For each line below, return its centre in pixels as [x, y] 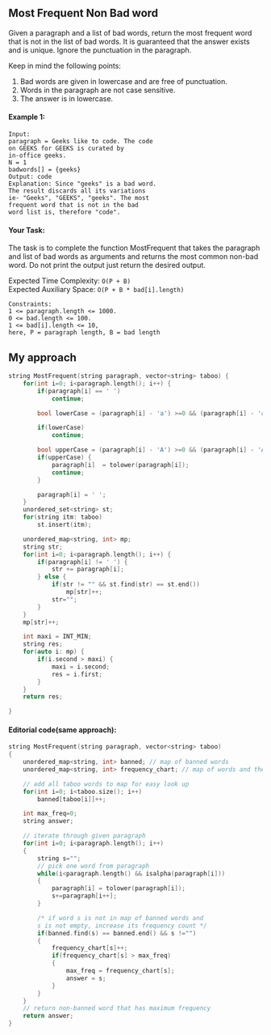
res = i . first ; [77, 674]
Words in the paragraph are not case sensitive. [98, 90]
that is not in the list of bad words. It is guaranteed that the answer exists [129, 41]
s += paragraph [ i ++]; [84, 896]
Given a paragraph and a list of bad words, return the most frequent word [130, 32]
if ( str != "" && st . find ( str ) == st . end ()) [125, 585]
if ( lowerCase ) [61, 428]
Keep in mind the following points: [65, 66]
